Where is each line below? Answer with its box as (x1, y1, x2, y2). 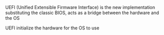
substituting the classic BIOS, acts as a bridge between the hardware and (5, 10, 159, 16)
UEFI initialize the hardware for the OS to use (5, 25, 99, 31)
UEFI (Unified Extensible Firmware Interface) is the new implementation (5, 5, 155, 10)
